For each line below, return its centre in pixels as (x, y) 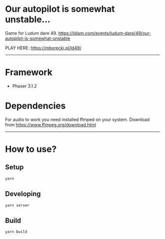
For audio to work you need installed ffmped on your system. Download (77, 119)
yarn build (16, 232)
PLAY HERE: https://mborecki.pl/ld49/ (43, 48)
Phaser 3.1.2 (25, 86)
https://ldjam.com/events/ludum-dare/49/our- (105, 33)
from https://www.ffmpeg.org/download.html (51, 124)
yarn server (17, 205)
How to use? (31, 149)
